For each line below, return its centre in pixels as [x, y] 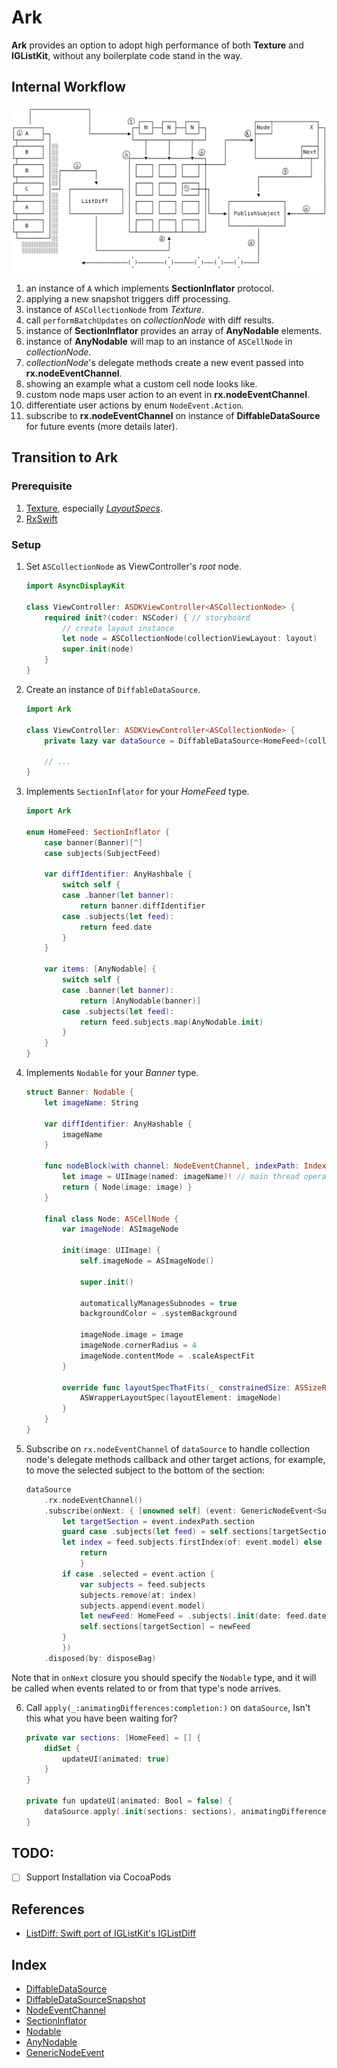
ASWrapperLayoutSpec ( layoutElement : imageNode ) [180, 1398]
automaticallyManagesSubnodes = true [158, 1303]
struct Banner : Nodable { [79, 1092]
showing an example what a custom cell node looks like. [141, 384]
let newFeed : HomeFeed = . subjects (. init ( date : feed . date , [205, 1616]
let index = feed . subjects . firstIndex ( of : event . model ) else [192, 1542]
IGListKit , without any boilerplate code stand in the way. [127, 55]
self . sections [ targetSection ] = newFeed [165, 1627]
